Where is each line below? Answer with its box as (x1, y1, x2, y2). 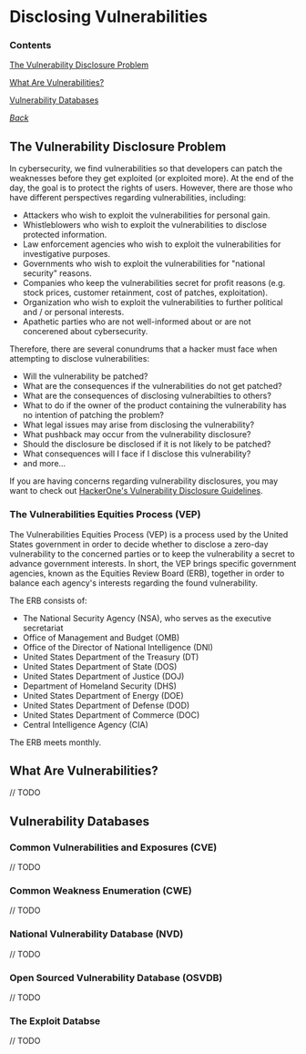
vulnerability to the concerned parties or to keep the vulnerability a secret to (9, 548, 295, 559)
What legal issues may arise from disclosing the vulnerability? (22, 419, 255, 430)
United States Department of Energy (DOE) (22, 690, 184, 701)
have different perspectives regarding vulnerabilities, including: (9, 192, 247, 203)
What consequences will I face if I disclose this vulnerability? (22, 448, 251, 459)
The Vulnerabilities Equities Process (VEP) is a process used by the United (9, 528, 289, 539)
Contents (9, 39, 52, 52)
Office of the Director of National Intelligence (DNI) (22, 641, 214, 652)
